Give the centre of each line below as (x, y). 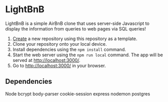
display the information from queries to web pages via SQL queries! (76, 28)
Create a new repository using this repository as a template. (75, 39)
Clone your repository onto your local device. (60, 44)
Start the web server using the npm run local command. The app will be (88, 55)
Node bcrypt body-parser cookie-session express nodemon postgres (78, 94)
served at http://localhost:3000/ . (47, 60)
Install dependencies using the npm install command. (69, 49)
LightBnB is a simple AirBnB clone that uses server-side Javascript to (77, 23)
